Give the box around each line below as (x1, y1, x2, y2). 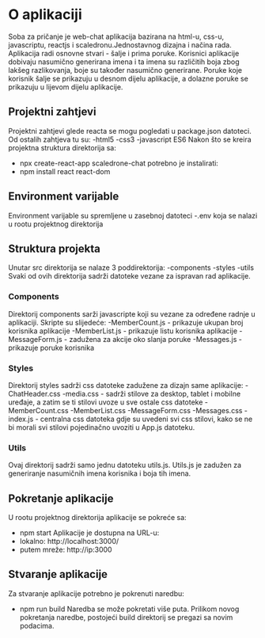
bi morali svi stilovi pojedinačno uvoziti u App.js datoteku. (8, 422, 195, 432)
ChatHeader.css (8, 389, 61, 398)
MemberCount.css (8, 405, 69, 415)
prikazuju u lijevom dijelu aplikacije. (8, 82, 123, 92)
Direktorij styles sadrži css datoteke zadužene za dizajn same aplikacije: (8, 380, 244, 389)
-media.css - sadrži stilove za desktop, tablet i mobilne (62, 389, 241, 398)
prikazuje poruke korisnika (8, 343, 95, 352)
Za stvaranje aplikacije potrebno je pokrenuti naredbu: (8, 588, 184, 598)
